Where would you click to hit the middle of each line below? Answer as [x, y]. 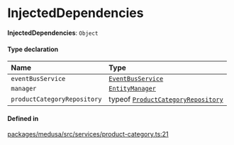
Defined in [23, 118]
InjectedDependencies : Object [53, 33]
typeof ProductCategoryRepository [166, 100]
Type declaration [33, 49]
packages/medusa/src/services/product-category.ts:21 [88, 134]
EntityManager [133, 89]
